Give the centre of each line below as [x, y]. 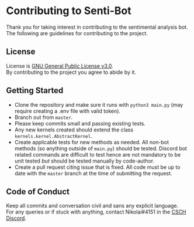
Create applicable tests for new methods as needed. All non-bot [92, 142]
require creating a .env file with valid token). [67, 111]
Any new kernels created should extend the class [74, 130]
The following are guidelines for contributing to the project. [77, 33]
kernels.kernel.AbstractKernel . [53, 135]
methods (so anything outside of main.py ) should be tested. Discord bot [101, 148]
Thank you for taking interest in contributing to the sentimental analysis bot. [97, 27]
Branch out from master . [44, 117]
